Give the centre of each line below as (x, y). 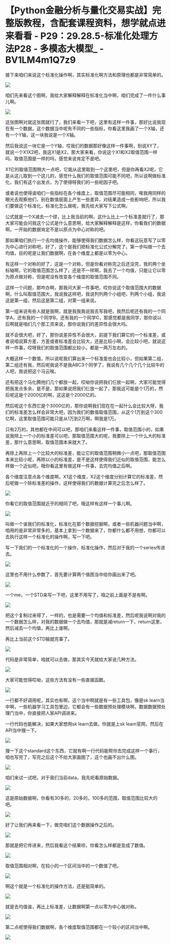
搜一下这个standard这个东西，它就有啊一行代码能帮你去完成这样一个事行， (84, 751)
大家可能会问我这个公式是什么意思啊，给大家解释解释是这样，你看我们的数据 (85, 223)
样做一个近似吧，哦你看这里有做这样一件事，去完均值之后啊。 (70, 466)
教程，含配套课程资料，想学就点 (90, 23)
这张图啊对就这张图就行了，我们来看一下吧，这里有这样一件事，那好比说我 (83, 122)
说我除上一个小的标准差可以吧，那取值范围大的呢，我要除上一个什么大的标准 (85, 435)
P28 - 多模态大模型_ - (59, 49)
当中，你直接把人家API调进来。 (47, 713)
